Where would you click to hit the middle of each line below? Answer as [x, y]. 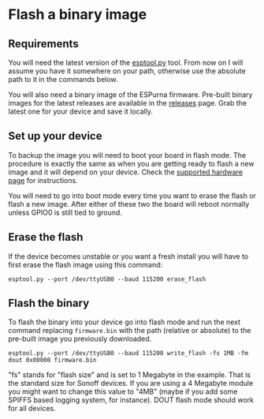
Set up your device [55, 136]
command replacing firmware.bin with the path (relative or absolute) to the [130, 331]
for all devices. [32, 409]
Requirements [43, 44]
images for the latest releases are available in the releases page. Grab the [127, 103]
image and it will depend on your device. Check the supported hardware [125, 172]
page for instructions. [43, 180]
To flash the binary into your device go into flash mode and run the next [125, 322]
